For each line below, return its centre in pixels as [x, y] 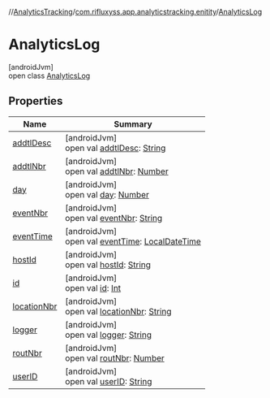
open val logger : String [108, 335]
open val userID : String [108, 381]
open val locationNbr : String [118, 311]
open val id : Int [93, 288]
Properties [36, 101]
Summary [133, 123]
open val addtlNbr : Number [116, 171]
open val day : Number [107, 194]
